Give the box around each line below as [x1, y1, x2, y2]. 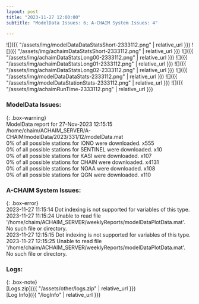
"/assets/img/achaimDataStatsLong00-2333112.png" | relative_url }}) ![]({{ [6, 54, 188, 61]
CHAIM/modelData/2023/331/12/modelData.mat [6, 133, 124, 140]
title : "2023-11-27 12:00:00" [6, 14, 81, 20]
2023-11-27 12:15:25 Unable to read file [6, 237, 102, 244]
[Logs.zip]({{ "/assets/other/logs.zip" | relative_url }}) [6, 285, 136, 292]
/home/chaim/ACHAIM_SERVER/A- [6, 126, 91, 134]
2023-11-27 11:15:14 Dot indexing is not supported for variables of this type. [6, 206, 190, 213]
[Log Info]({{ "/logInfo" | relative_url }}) [6, 291, 101, 299]
